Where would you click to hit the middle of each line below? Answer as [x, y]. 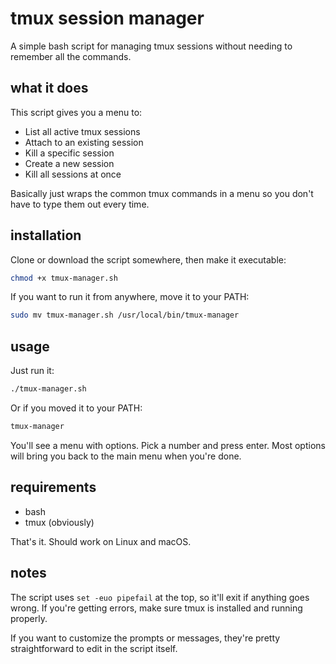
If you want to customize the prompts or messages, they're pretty [145, 638]
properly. [29, 618]
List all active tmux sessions [82, 131]
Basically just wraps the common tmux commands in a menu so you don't [162, 193]
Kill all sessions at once [73, 174]
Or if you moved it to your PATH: [76, 408]
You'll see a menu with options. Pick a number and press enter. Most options [168, 445]
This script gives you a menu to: [76, 112]
